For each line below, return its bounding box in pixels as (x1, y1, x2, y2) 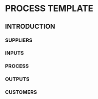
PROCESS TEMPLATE (5, 3, 94, 14)
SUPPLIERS (5, 37, 33, 44)
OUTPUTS (5, 76, 30, 82)
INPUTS (5, 49, 24, 56)
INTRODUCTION (5, 22, 56, 31)
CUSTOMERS (5, 89, 38, 96)
